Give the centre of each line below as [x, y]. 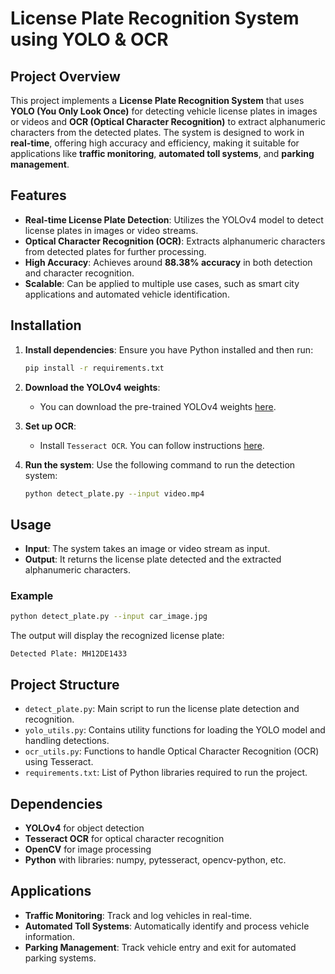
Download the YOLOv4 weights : [92, 387]
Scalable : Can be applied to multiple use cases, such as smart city [162, 283]
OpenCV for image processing [88, 849]
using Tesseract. [59, 762]
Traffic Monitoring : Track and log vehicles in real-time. [138, 915]
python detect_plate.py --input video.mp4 [114, 493]
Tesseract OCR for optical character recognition [124, 838]
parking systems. [60, 958]
